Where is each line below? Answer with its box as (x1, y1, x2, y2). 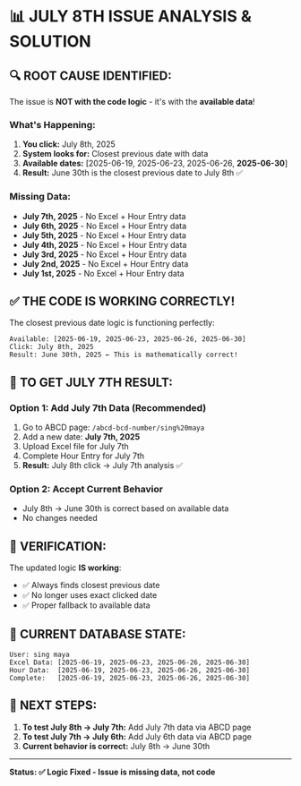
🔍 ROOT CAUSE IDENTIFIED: (9, 68, 172, 83)
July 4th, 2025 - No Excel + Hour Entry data (21, 239, 187, 250)
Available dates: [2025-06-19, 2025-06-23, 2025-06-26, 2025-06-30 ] (21, 158, 288, 169)
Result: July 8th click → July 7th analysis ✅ (21, 460, 184, 471)
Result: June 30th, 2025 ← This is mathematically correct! (9, 350, 239, 360)
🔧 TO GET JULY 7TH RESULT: (9, 374, 173, 389)
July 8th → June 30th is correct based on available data (21, 503, 229, 514)
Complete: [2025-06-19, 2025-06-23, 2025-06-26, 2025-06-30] (9, 674, 251, 683)
